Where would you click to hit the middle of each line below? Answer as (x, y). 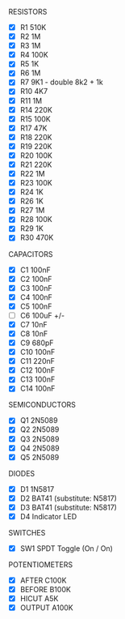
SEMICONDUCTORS (42, 405)
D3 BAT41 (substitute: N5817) (68, 507)
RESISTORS (28, 12)
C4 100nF (36, 297)
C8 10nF (34, 333)
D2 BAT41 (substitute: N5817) (68, 498)
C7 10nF (33, 324)
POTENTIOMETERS (41, 565)
